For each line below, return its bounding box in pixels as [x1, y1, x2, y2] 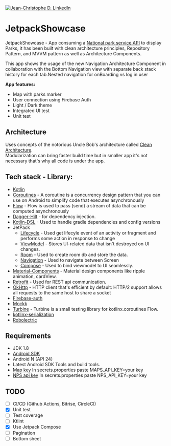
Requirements [5, 331, 51, 340]
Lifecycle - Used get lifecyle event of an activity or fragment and [20, 229, 156, 236]
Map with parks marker [12, 91, 62, 97]
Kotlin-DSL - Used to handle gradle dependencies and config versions [12, 219, 161, 225]
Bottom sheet [12, 435, 41, 441]
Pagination [12, 430, 36, 436]
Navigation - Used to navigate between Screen [20, 257, 119, 263]
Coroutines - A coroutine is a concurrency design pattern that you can [12, 192, 161, 198]
